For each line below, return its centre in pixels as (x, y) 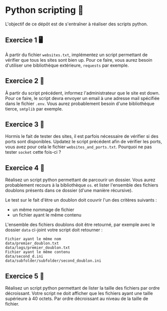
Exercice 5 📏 (25, 276)
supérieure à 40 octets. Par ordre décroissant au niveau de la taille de (77, 299)
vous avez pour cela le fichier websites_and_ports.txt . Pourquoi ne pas (79, 147)
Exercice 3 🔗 (25, 124)
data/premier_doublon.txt (32, 243)
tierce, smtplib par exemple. (34, 108)
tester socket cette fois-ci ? (33, 152)
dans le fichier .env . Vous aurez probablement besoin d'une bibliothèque (80, 104)
